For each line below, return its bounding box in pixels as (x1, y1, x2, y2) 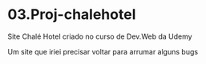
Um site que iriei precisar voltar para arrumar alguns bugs (7, 47, 198, 56)
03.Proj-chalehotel (7, 6, 136, 24)
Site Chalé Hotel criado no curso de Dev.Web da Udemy (7, 32, 193, 41)
